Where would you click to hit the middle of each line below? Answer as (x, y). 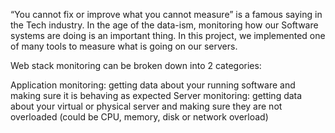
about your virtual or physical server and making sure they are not (146, 106)
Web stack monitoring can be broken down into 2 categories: (136, 65)
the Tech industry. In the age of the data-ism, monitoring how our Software (164, 25)
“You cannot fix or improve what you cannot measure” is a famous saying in (166, 14)
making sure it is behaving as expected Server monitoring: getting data (156, 95)
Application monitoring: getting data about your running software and (153, 85)
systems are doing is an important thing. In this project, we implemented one (168, 35)
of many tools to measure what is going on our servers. (124, 46)
